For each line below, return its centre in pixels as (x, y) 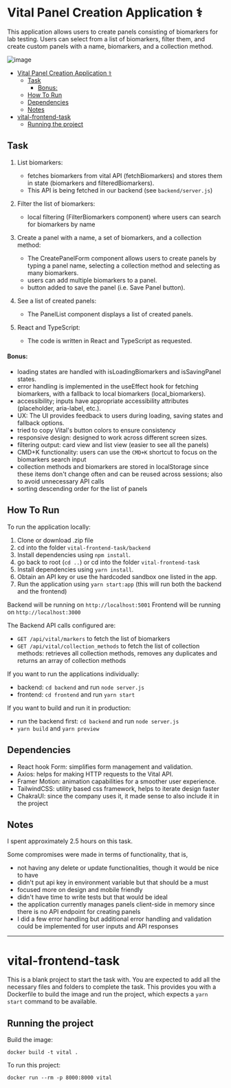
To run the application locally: (49, 527)
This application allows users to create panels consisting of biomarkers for (113, 32)
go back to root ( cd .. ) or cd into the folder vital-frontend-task (109, 562)
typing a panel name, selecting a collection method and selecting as (124, 265)
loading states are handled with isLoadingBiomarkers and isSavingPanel (119, 371)
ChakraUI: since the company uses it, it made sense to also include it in (118, 796)
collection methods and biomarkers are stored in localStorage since (113, 466)
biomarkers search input (52, 459)
